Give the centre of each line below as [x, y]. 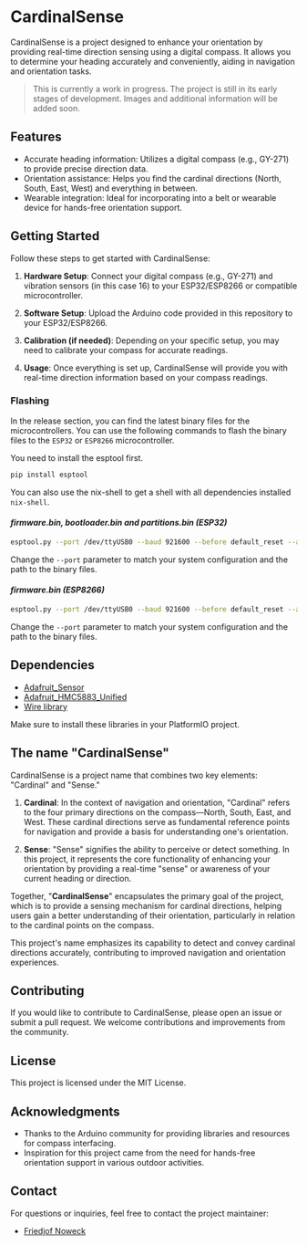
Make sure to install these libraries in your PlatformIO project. [125, 724]
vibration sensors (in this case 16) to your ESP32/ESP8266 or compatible [160, 286]
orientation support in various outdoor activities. [114, 1162]
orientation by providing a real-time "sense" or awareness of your [147, 868]
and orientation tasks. [51, 71]
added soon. [56, 108]
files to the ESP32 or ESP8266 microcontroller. [92, 440]
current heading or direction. [77, 878]
